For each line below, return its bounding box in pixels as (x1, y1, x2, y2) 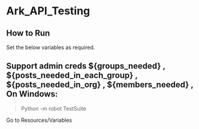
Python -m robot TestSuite (20, 105, 87, 112)
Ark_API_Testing (6, 4, 91, 18)
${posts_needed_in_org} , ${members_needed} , (6, 79, 194, 90)
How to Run (6, 28, 50, 38)
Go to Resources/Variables (6, 116, 73, 124)
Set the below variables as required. (6, 44, 95, 51)
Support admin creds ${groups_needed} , (6, 61, 166, 71)
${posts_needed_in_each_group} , (6, 70, 138, 81)
